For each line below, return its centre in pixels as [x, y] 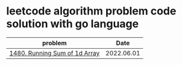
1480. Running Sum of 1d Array [55, 53]
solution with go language [73, 24]
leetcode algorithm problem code [91, 11]
